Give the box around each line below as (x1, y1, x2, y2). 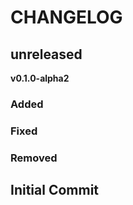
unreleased (10, 46, 83, 63)
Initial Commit (10, 182, 100, 199)
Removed (10, 151, 58, 165)
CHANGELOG (10, 6, 123, 29)
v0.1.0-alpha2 (10, 72, 70, 84)
